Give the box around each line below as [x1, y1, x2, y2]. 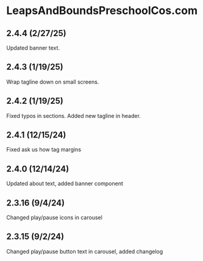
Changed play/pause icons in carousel [6, 214, 102, 221]
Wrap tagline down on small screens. [6, 78, 99, 86]
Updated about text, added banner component [6, 180, 123, 187]
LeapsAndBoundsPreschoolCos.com [6, 4, 198, 18]
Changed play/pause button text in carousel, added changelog [6, 248, 163, 255]
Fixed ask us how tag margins [6, 146, 81, 153]
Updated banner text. [6, 44, 60, 51]
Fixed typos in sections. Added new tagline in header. [6, 112, 141, 119]
